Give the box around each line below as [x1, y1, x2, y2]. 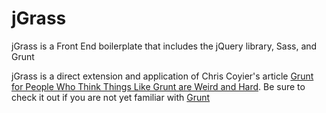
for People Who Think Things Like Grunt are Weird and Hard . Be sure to [11, 80, 306, 92]
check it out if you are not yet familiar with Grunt [11, 91, 211, 103]
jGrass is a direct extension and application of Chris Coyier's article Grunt [11, 70, 314, 82]
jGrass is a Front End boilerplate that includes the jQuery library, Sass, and [11, 40, 318, 52]
